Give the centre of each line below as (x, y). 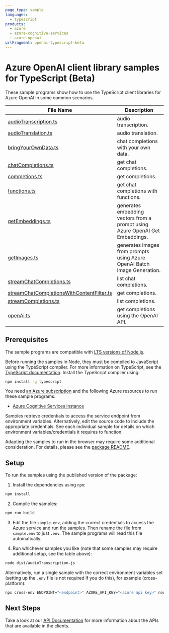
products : (16, 24)
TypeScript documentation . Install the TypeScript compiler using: (72, 372)
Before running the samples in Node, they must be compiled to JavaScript (82, 362)
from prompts (133, 251)
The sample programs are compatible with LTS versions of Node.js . (75, 352)
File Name (60, 110)
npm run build (20, 513)
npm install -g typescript (33, 381)
